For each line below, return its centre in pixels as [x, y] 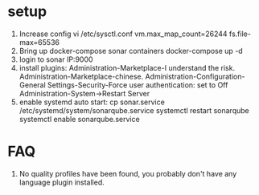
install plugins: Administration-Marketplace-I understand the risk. [127, 67]
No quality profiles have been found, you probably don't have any [128, 173]
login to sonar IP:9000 [56, 59]
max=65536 [39, 42]
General [32, 85]
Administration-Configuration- [195, 76]
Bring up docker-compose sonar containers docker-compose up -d [131, 51]
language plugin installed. [62, 182]
